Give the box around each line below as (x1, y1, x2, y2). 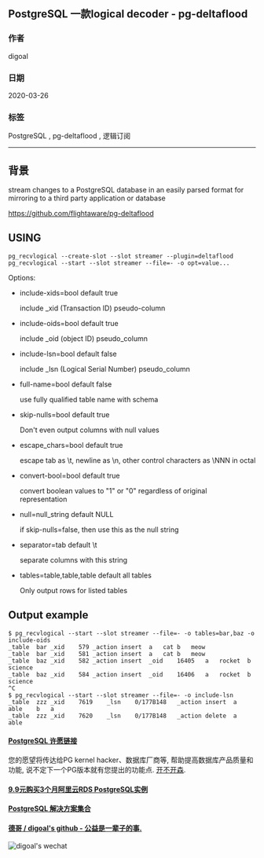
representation (19, 494, 68, 504)
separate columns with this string (19, 555, 128, 564)
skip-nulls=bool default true (19, 409, 110, 419)
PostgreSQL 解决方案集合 (8, 804, 92, 813)
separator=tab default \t (19, 540, 97, 549)
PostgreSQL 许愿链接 (8, 736, 78, 746)
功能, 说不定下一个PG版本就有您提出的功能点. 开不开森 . (8, 764, 186, 774)
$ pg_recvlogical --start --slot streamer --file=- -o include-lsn (8, 691, 234, 699)
